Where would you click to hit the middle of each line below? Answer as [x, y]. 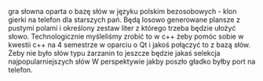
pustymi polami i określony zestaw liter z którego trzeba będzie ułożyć [122, 28]
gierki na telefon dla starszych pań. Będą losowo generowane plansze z [124, 20]
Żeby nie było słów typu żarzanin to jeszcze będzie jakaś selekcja [114, 53]
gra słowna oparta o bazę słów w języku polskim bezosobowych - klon [122, 11]
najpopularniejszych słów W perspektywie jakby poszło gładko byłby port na [132, 61]
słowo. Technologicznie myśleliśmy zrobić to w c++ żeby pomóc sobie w [126, 36]
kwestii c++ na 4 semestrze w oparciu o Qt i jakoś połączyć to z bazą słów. [130, 45]
